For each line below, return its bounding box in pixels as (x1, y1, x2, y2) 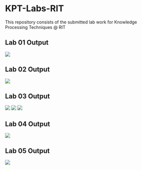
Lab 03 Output (5, 92, 50, 100)
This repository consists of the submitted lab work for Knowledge (5, 19, 137, 25)
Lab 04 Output (5, 120, 50, 128)
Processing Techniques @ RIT (5, 24, 66, 30)
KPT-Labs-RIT (5, 3, 65, 14)
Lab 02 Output (5, 65, 50, 74)
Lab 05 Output (5, 147, 50, 155)
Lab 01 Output (5, 39, 49, 47)
